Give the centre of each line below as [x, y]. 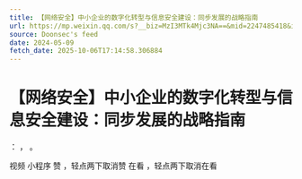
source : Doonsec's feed [54, 34]
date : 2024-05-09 [42, 43]
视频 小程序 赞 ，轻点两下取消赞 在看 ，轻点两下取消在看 [113, 166]
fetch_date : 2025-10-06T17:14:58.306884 [86, 51]
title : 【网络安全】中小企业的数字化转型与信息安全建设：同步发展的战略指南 [134, 17]
